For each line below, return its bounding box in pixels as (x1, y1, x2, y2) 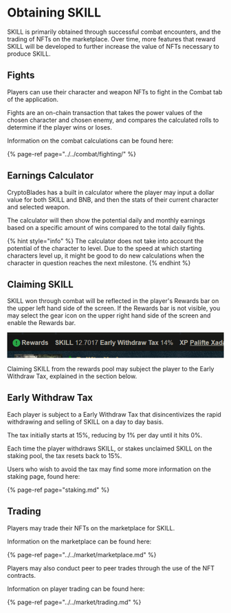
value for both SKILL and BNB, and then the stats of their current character (7, 195, 219, 204)
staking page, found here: (7, 472, 80, 480)
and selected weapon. (7, 202, 70, 211)
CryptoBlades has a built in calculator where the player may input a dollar (7, 188, 214, 196)
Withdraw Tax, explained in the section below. (7, 372, 137, 380)
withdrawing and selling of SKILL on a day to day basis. (7, 417, 164, 426)
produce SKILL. (7, 50, 51, 58)
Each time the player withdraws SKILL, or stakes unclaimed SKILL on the (7, 444, 212, 453)
